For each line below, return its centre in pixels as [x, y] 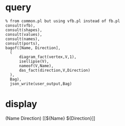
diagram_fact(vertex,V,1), [48, 57]
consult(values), [24, 34]
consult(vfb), [20, 25]
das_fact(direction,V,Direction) [55, 70]
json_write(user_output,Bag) [41, 83]
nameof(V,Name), [36, 66]
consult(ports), [23, 43]
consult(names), [23, 39]
